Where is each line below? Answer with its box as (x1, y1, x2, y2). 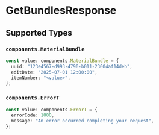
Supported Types (5, 28, 73, 38)
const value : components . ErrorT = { (5, 107, 98, 113)
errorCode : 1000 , (11, 112, 55, 118)
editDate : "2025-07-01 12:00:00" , (11, 69, 98, 75)
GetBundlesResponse (5, 4, 117, 17)
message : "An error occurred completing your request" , (11, 118, 154, 124)
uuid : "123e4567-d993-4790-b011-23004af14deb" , (11, 63, 133, 69)
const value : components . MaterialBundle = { (5, 58, 119, 64)
